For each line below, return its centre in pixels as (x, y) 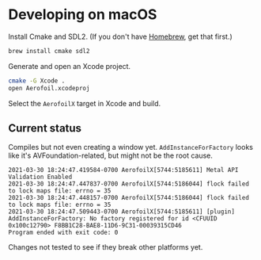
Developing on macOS (83, 15)
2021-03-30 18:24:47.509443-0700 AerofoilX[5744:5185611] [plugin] (122, 212)
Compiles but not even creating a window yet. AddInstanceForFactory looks (130, 147)
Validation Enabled (40, 177)
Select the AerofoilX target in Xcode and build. (85, 103)
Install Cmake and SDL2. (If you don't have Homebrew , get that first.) (121, 36)
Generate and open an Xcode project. (70, 66)
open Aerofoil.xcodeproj (49, 88)
